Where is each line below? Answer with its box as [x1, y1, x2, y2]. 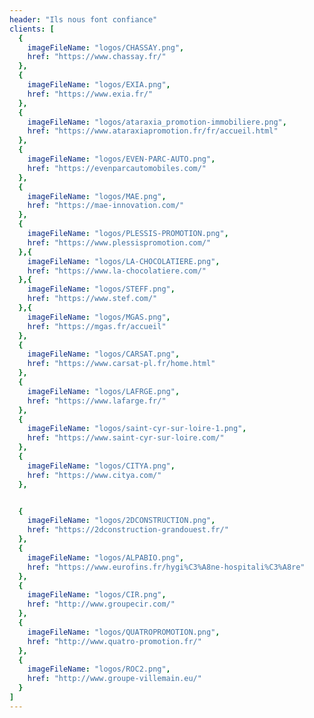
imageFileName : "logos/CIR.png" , [27, 590, 167, 600]
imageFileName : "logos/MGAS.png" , [27, 312, 171, 322]
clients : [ [9, 24, 55, 34]
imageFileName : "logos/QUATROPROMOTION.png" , [27, 627, 221, 637]
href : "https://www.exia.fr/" [27, 89, 154, 99]
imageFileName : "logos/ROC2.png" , [27, 664, 171, 675]
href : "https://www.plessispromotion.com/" [27, 237, 212, 248]
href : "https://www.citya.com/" [27, 470, 162, 480]
